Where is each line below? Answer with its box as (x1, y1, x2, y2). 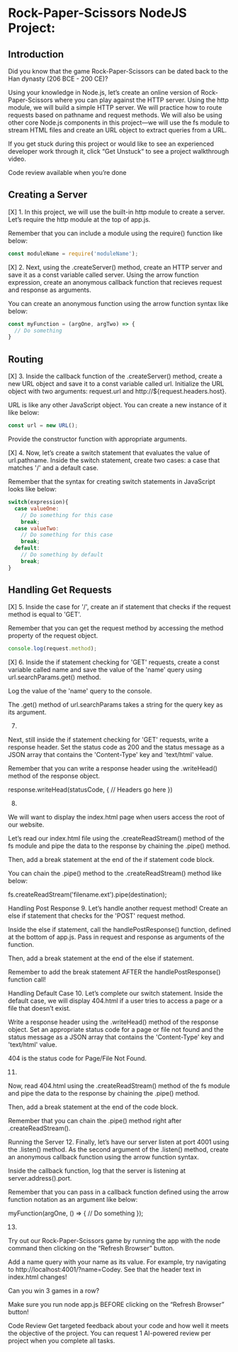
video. (8, 154, 27, 163)
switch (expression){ (8, 499, 69, 506)
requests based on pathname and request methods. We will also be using (8, 111, 222, 119)
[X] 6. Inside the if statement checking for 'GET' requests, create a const (8, 658, 220, 666)
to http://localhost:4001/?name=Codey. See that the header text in (8, 1266, 201, 1274)
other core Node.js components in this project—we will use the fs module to (8, 118, 229, 127)
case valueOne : (14, 505, 59, 512)
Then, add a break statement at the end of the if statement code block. (8, 856, 215, 864)
